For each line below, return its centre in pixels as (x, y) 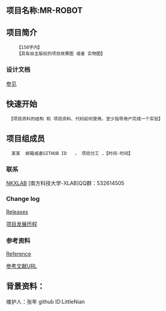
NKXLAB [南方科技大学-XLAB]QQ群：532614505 (65, 183)
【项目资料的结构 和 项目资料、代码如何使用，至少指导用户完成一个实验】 (86, 119)
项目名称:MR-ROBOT (44, 11)
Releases (17, 211)
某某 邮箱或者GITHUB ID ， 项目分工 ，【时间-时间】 (72, 154)
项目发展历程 (21, 224)
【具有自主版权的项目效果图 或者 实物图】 (61, 54)
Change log (23, 199)
